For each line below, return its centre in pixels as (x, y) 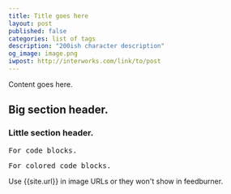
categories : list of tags (52, 39)
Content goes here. (41, 84)
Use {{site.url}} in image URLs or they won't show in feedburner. (116, 181)
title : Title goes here (49, 16)
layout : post (30, 24)
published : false (38, 31)
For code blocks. (43, 150)
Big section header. (58, 110)
